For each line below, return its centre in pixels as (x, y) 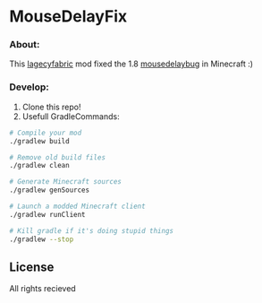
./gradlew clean (39, 166)
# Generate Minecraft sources (66, 182)
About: (25, 45)
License (32, 267)
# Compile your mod (46, 133)
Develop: (29, 87)
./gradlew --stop (42, 239)
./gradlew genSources (50, 190)
